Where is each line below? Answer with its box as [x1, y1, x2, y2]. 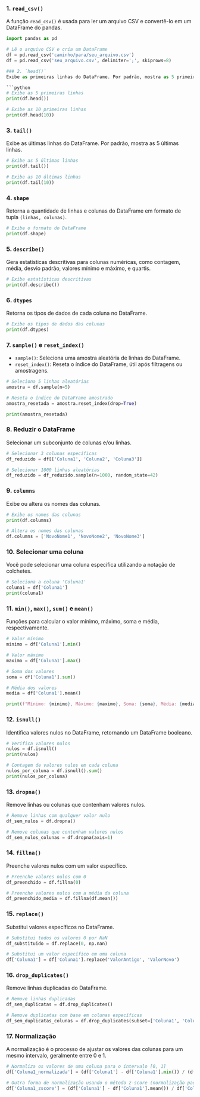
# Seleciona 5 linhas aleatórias [6, 379, 89, 385]
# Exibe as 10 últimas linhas [6, 174, 82, 180]
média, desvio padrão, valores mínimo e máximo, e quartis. [6, 265, 151, 272]
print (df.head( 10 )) [6, 112, 55, 118]
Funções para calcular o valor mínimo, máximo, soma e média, [6, 618, 160, 625]
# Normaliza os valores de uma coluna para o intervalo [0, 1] [6, 1064, 167, 1070]
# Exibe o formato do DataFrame [6, 225, 86, 231]
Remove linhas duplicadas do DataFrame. [6, 984, 108, 992]
